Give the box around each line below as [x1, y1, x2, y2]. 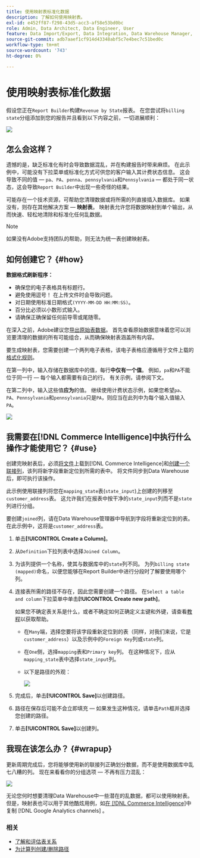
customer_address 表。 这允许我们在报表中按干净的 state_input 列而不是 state [6, 495, 192, 502]
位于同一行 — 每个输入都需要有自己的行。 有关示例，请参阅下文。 [6, 374, 167, 381]
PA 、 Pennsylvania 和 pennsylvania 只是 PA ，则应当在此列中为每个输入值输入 [6, 394, 186, 401]
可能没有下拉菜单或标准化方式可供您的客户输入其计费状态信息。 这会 [21, 169, 190, 176]
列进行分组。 [6, 503, 37, 509]
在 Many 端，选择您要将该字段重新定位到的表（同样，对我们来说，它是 [23, 628, 192, 635]
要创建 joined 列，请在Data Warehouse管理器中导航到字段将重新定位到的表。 [6, 515, 193, 522]
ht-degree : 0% [6, 53, 42, 59]
